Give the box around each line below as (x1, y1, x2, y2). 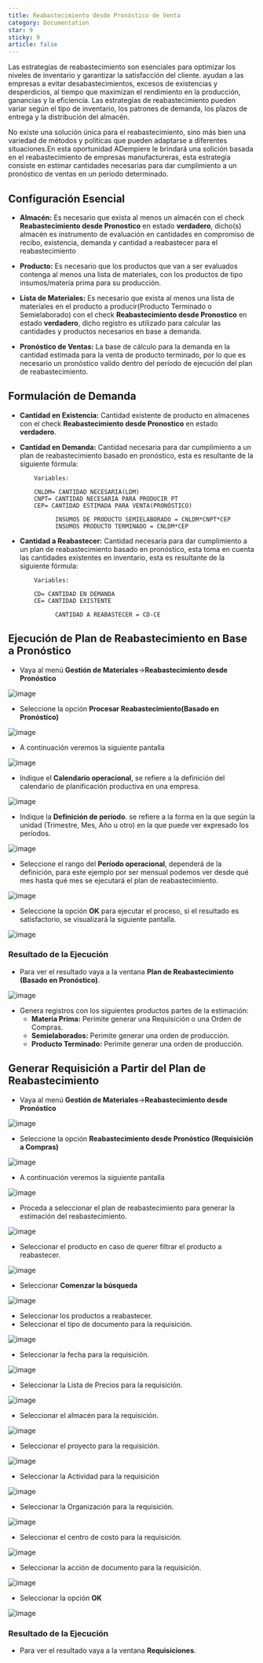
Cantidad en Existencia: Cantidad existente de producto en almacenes (19, 410, 250, 420)
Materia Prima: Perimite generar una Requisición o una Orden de (31, 1014, 242, 1023)
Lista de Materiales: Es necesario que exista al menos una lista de (19, 293, 235, 302)
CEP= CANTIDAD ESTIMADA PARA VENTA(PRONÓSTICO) (34, 502, 192, 510)
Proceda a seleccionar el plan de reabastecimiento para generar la (19, 1203, 236, 1212)
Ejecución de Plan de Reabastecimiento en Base (8, 632, 247, 645)
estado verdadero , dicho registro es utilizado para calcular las (19, 318, 221, 327)
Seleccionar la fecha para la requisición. (19, 1350, 149, 1359)
